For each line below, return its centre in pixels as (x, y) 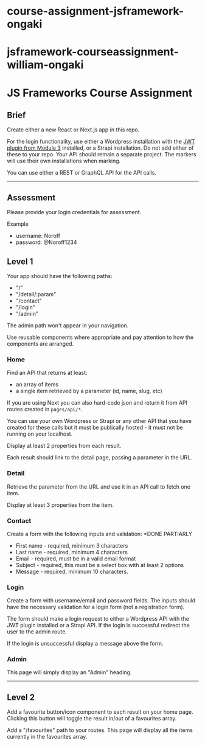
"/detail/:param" (36, 294)
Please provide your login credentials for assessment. (74, 212)
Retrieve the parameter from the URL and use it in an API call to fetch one (99, 486)
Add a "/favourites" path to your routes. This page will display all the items (100, 730)
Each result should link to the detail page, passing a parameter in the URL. (99, 458)
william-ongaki (45, 65)
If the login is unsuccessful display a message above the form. (85, 644)
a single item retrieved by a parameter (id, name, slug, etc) (89, 391)
